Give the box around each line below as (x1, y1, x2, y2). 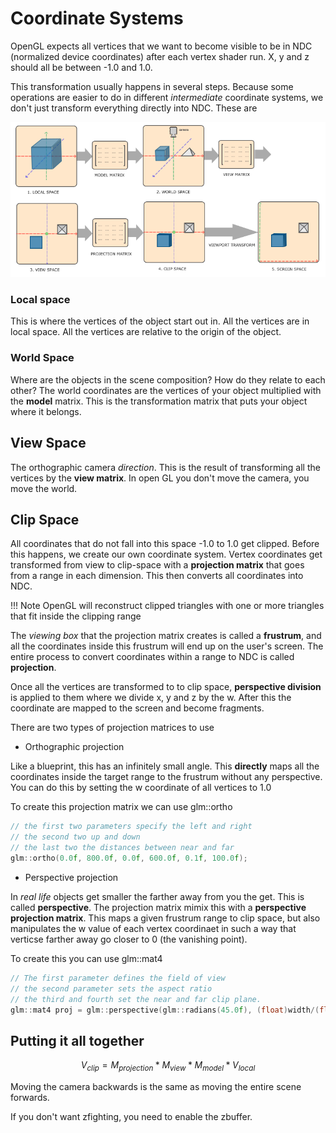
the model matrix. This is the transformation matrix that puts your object (10, 395, 308, 407)
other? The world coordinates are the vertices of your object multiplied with (10, 384, 322, 396)
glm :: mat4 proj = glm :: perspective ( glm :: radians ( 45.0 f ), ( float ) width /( (10, 1005, 320, 1015)
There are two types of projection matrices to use (10, 722, 215, 734)
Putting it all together (10, 1032, 145, 1049)
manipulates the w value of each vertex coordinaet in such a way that (10, 922, 297, 934)
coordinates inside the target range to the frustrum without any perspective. (10, 771, 323, 783)
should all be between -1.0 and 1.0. (10, 61, 153, 73)
